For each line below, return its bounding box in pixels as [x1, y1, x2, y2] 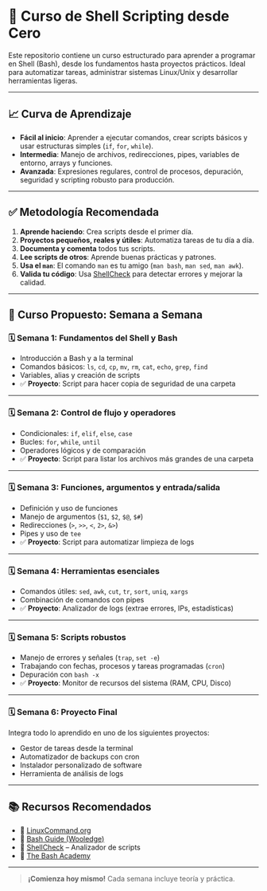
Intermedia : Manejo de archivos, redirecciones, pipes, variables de [19, 149, 240, 159]
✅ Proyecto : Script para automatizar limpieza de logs [19, 537, 195, 547]
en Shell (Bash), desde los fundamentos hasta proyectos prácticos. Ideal [8, 59, 246, 69]
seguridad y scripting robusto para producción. [19, 175, 175, 184]
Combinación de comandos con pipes [19, 595, 145, 605]
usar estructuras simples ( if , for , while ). [19, 141, 153, 151]
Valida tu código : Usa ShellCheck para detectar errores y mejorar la [19, 269, 243, 278]
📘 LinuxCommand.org [19, 825, 91, 835]
